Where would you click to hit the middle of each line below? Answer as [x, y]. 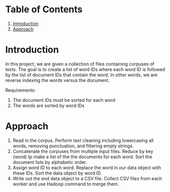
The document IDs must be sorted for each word [64, 100]
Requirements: [20, 90]
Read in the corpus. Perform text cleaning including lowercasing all [83, 140]
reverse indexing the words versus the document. [57, 80]
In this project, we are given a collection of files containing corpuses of [80, 64]
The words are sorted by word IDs [48, 105]
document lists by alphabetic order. [50, 162]
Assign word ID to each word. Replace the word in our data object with [87, 167]
